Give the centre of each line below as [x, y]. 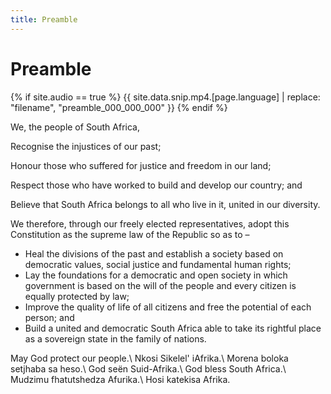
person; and [49, 317]
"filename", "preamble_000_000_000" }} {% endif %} [119, 107]
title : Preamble [44, 19]
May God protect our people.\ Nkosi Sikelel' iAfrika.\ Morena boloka [149, 358]
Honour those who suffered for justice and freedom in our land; [141, 165]
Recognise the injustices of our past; [86, 146]
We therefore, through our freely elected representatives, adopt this [150, 223]
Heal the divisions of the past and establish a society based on [154, 253]
